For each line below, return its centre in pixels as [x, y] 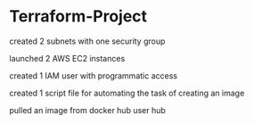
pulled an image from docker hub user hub [88, 110]
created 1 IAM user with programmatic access [94, 75]
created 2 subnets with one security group [87, 41]
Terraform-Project [78, 17]
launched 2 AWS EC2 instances [67, 58]
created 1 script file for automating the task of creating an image [127, 93]
